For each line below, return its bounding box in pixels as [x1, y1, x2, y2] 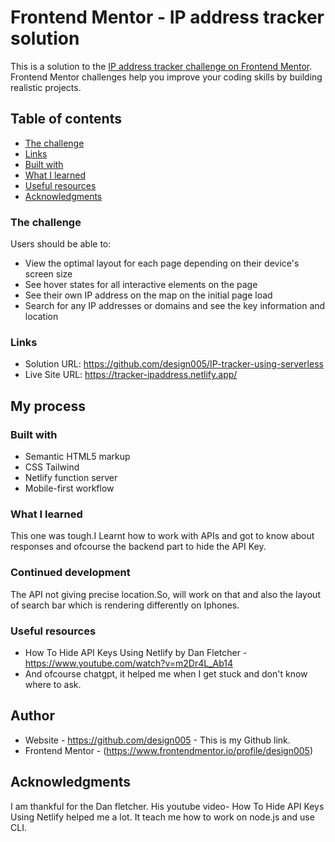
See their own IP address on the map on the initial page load [24, 289, 273, 301]
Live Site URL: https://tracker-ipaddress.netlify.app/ [24, 369, 238, 381]
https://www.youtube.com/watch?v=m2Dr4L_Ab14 [24, 657, 234, 669]
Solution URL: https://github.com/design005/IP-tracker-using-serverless [24, 358, 324, 370]
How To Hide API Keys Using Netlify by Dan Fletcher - [24, 646, 248, 658]
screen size [24, 268, 73, 280]
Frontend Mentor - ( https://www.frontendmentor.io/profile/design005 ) [24, 744, 314, 756]
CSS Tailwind [24, 461, 80, 473]
